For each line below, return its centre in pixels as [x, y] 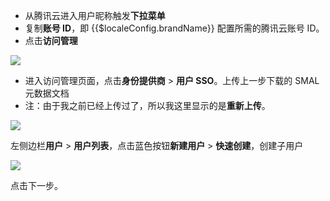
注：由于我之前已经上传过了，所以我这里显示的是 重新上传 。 [147, 105]
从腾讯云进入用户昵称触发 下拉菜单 [95, 15]
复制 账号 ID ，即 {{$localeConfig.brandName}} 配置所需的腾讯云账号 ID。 [174, 28]
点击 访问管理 [51, 40]
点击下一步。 [36, 185]
